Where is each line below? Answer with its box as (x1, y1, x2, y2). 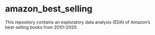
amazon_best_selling (5, 3, 93, 14)
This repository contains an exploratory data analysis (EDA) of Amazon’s (5, 19, 150, 25)
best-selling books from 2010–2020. (5, 24, 78, 30)
